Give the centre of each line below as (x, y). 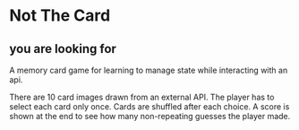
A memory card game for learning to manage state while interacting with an (149, 70)
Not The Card (60, 16)
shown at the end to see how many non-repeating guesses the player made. (150, 116)
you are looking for (63, 49)
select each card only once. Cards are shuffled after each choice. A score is (149, 107)
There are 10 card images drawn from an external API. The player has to (142, 97)
